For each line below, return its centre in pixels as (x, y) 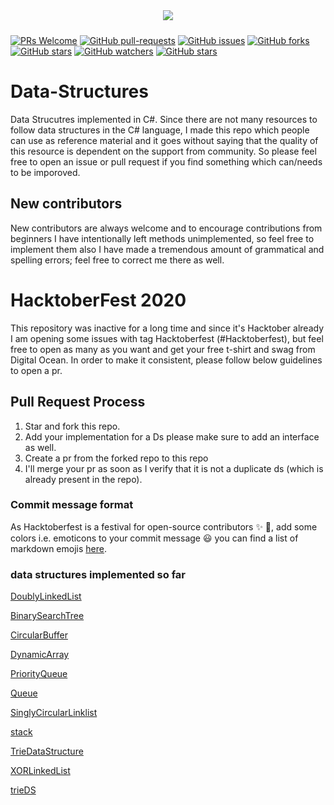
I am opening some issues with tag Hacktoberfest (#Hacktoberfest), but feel (167, 338)
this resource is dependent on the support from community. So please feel (163, 151)
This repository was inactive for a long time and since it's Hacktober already (167, 328)
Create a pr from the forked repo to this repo (116, 458)
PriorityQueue (39, 674)
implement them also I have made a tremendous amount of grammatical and (167, 249)
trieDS (23, 790)
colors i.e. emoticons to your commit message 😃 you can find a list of (154, 538)
